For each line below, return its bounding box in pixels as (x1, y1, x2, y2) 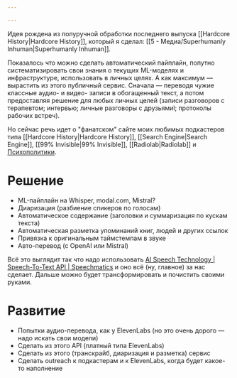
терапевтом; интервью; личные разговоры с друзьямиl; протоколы (7, 104, 211, 112)
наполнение (26, 364, 63, 372)
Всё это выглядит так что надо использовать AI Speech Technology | (7, 255, 216, 264)
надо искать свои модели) (17, 333, 99, 342)
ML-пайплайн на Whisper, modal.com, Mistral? (17, 196, 156, 205)
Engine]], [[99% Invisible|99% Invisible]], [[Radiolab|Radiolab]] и (7, 140, 197, 148)
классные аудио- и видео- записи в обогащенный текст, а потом (7, 88, 204, 97)
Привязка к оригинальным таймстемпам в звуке (17, 234, 167, 242)
